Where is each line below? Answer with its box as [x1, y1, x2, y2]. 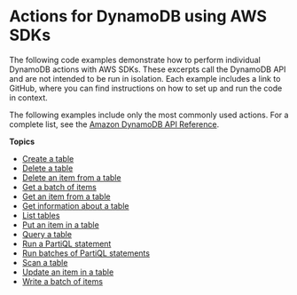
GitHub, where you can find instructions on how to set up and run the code [9, 83, 283, 93]
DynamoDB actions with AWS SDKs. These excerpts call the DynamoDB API [9, 64, 286, 75]
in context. [9, 92, 49, 103]
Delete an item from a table [21, 171, 121, 183]
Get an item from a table [21, 191, 111, 202]
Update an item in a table [21, 267, 114, 277]
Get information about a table [21, 200, 129, 211]
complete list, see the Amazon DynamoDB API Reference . [9, 118, 220, 130]
